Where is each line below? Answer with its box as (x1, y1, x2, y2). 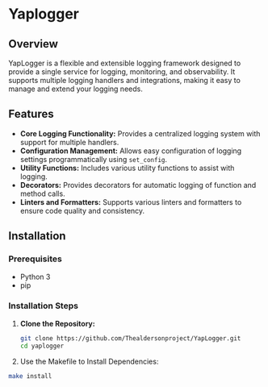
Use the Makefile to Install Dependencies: (19, 356, 159, 366)
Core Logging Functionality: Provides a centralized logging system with (19, 128, 261, 138)
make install (8, 372, 52, 380)
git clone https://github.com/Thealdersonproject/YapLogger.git (19, 334, 241, 343)
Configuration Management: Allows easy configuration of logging (19, 146, 242, 156)
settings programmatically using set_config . (19, 154, 168, 164)
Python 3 (19, 272, 51, 281)
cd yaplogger (19, 342, 65, 350)
